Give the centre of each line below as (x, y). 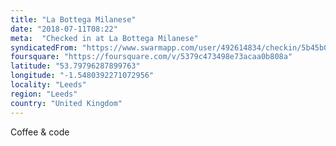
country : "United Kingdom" (66, 103)
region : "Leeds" (44, 94)
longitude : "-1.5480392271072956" (82, 76)
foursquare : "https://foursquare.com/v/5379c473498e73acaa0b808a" (151, 57)
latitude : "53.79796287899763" (75, 66)
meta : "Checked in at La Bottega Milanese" (104, 38)
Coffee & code (40, 132)
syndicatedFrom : (44, 47)
